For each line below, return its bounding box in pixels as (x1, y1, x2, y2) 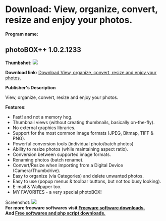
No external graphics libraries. (12, 125, 76, 131)
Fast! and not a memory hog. (12, 114, 73, 120)
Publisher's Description (5, 84, 56, 90)
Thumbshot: (5, 60, 32, 66)
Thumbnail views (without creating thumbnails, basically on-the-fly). (12, 119, 155, 125)
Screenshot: (5, 199, 31, 205)
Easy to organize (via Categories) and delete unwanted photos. (12, 173, 144, 179)
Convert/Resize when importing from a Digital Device (12, 162, 124, 168)
